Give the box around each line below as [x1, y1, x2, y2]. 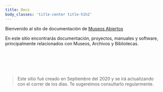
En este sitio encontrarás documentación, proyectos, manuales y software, [5, 35, 159, 41]
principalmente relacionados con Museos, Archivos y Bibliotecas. [5, 40, 139, 46]
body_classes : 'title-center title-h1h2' [5, 12, 92, 17]
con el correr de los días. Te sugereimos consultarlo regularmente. [17, 81, 154, 87]
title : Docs [5, 7, 30, 12]
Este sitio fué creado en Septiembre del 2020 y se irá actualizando [17, 76, 154, 82]
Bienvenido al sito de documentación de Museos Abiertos [5, 25, 123, 31]
